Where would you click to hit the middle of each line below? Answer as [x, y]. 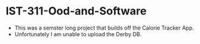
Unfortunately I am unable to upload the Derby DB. [78, 34]
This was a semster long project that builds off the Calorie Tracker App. [104, 28]
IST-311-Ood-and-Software [76, 11]
